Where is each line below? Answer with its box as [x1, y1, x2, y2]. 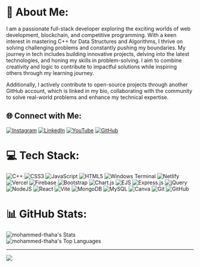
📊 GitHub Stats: [6, 207, 87, 221]
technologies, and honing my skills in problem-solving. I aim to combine [6, 57, 182, 64]
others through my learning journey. [6, 69, 94, 76]
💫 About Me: [6, 5, 69, 19]
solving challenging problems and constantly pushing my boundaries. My [6, 44, 186, 51]
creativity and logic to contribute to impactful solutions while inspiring [6, 63, 177, 70]
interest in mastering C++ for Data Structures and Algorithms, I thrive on [6, 38, 183, 45]
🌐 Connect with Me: [6, 111, 82, 121]
